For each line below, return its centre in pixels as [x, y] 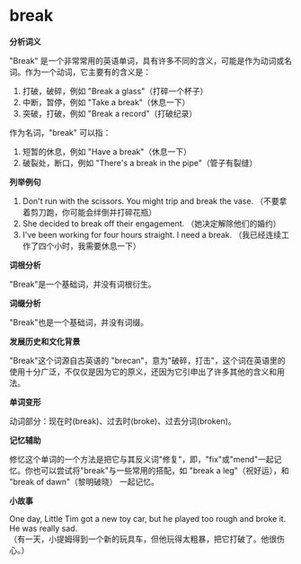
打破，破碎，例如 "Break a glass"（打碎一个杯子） [115, 91]
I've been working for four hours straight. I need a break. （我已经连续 [152, 234]
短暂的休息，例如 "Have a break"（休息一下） [106, 151]
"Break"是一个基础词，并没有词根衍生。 [83, 284]
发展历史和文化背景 [45, 341]
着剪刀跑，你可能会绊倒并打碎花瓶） [89, 212]
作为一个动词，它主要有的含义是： [88, 72]
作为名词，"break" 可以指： [60, 132]
